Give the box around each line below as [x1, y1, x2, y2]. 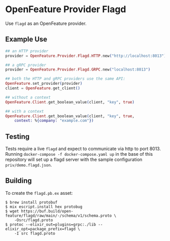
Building [5, 177, 32, 185]
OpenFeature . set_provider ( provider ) [5, 81, 82, 86]
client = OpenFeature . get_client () [5, 86, 80, 91]
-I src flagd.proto [14, 231, 56, 236]
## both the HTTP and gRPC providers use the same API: [5, 76, 125, 82]
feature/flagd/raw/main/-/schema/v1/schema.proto [5, 213, 112, 218]
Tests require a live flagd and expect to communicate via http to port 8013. [5, 146, 161, 152]
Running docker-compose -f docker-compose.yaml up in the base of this [5, 151, 153, 157]
